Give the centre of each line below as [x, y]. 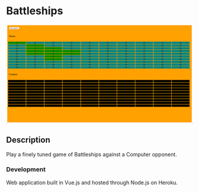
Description [28, 140]
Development [26, 169]
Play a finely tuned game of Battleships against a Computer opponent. [92, 154]
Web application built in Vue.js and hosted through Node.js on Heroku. [92, 183]
